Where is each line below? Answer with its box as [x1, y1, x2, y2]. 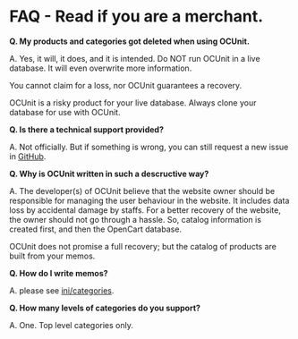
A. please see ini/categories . [9, 284, 115, 296]
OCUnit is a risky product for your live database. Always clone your [9, 97, 257, 108]
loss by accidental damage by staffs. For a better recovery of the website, [9, 204, 282, 216]
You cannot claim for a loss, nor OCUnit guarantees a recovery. [9, 80, 243, 90]
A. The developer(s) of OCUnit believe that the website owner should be [9, 185, 276, 196]
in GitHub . [9, 150, 47, 162]
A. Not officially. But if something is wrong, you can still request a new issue [9, 141, 289, 152]
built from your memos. [9, 250, 96, 261]
